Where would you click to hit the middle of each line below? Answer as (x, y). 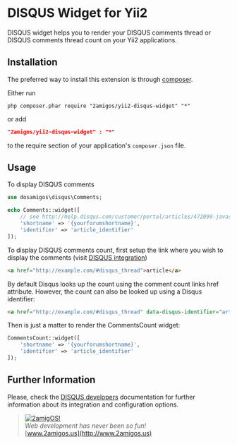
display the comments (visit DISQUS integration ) (78, 257)
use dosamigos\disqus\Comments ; (55, 198)
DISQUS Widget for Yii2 (78, 13)
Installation (32, 62)
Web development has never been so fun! (85, 426)
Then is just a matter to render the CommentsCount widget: (94, 325)
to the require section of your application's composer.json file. (97, 145)
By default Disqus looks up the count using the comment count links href (113, 284)
